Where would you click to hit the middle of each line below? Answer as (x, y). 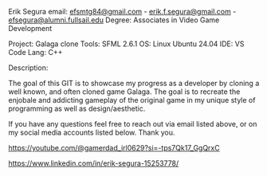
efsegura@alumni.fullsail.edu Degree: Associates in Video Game (114, 20)
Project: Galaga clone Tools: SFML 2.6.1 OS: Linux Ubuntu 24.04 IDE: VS (126, 44)
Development (30, 28)
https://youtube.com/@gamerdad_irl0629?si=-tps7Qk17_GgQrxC (114, 148)
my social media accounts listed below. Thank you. (92, 132)
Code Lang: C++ (35, 52)
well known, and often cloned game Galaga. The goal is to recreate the (124, 92)
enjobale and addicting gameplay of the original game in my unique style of (132, 100)
